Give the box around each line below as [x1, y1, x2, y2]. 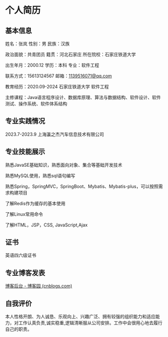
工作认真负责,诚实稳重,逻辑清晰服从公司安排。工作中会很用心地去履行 [18, 320, 163, 326]
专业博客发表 [5, 268, 45, 277]
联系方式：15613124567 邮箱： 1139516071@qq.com [5, 73, 112, 79]
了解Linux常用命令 [5, 211, 43, 217]
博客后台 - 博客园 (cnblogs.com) [5, 283, 72, 289]
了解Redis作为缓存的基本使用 [5, 200, 66, 206]
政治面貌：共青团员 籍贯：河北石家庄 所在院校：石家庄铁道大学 [5, 52, 136, 57]
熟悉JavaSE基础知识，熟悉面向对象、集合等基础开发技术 [5, 162, 123, 168]
